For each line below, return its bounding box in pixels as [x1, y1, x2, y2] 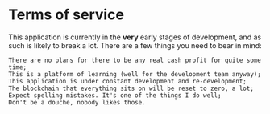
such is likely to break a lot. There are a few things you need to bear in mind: [8, 40, 262, 50]
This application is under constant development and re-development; [8, 77, 247, 85]
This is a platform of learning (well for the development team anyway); [8, 70, 262, 78]
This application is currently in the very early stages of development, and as [8, 32, 262, 42]
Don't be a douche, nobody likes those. [8, 98, 147, 106]
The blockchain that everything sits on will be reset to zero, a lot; [8, 84, 254, 92]
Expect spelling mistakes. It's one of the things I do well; [8, 91, 222, 100]
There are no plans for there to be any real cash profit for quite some [8, 56, 262, 64]
